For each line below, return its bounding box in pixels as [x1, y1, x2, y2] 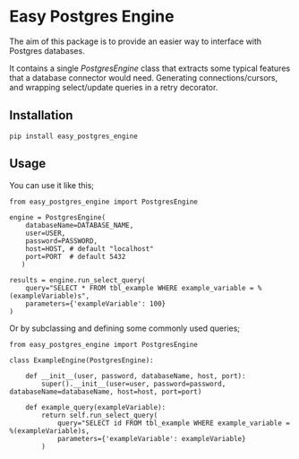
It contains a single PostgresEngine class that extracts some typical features [9, 63, 291, 74]
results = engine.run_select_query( [9, 275, 146, 284]
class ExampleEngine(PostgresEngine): [9, 356, 154, 365]
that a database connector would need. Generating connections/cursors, [9, 72, 278, 82]
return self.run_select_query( [41, 411, 158, 420]
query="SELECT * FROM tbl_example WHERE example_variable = [25, 283, 254, 292]
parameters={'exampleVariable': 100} [25, 299, 167, 308]
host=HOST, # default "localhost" [25, 244, 154, 253]
